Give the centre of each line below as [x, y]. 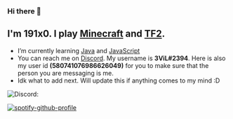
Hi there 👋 [25, 11]
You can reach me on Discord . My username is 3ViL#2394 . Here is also [121, 58]
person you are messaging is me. [66, 73]
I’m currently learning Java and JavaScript [79, 50]
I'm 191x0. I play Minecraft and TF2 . [86, 34]
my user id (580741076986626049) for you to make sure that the [113, 65]
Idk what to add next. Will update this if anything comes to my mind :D [119, 80]
